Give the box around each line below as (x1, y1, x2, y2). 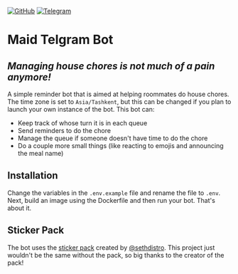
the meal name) (17, 149, 64, 157)
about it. (7, 204, 32, 212)
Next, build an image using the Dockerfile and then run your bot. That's (7, 196, 215, 204)
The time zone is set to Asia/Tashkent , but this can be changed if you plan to (7, 98, 232, 106)
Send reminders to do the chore (17, 127, 112, 135)
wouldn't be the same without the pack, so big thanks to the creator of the (7, 251, 225, 259)
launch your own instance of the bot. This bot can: (7, 105, 155, 113)
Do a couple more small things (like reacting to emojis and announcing (17, 142, 224, 149)
